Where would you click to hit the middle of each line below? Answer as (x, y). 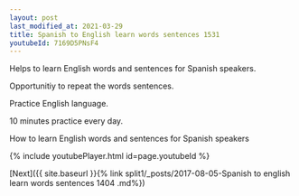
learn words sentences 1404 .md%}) (78, 183)
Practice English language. (59, 104)
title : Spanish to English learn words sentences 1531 (115, 34)
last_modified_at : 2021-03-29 (66, 26)
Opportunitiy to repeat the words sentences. (92, 86)
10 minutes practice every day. (66, 121)
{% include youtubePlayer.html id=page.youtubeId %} (110, 156)
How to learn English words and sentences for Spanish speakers (130, 139)
